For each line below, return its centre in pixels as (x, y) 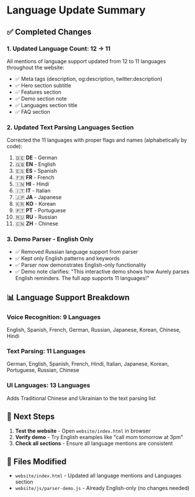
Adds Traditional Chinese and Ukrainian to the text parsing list (81, 398)
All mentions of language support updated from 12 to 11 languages (86, 61)
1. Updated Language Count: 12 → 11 (59, 49)
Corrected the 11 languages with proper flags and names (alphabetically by (97, 140)
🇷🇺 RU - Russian (36, 217)
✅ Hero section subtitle (43, 85)
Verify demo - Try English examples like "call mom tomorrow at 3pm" (99, 437)
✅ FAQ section (32, 111)
